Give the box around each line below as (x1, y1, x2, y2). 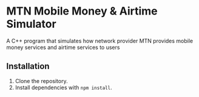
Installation (6, 61, 50, 72)
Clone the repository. (15, 77, 68, 84)
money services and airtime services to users (6, 44, 120, 51)
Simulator (6, 17, 56, 31)
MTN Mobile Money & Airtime (6, 4, 158, 18)
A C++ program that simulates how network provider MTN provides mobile (6, 37, 194, 44)
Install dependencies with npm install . (15, 84, 112, 91)
